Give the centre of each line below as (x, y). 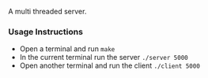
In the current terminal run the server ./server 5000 (104, 58)
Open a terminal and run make (67, 49)
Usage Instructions (45, 32)
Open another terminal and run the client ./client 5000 (110, 65)
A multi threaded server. (47, 11)
